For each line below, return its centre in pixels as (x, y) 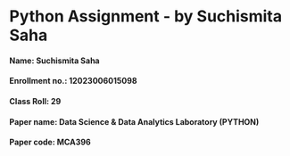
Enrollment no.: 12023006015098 (73, 81)
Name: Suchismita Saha (54, 61)
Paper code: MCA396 (50, 142)
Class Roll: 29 (35, 101)
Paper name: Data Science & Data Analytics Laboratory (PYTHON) (134, 121)
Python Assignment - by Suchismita (146, 16)
